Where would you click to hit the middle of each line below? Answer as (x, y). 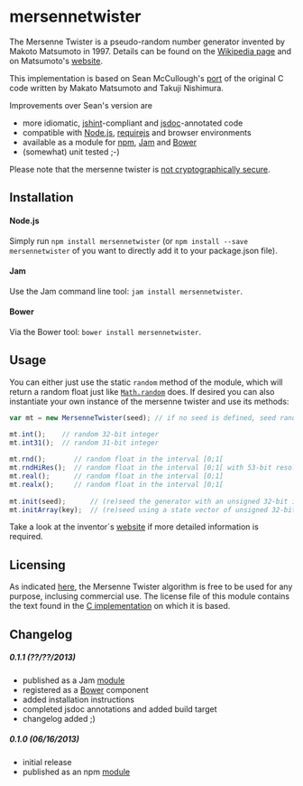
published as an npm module (76, 772)
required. (26, 537)
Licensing (37, 565)
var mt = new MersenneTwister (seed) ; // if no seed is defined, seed (143, 417)
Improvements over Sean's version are (81, 105)
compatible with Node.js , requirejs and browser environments (137, 132)
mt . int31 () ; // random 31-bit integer (84, 443)
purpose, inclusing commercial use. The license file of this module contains (150, 596)
